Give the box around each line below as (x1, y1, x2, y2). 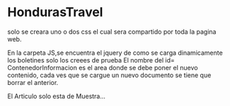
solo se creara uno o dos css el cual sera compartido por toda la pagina (7, 27, 217, 36)
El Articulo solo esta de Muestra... (7, 92, 106, 100)
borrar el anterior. (7, 78, 59, 86)
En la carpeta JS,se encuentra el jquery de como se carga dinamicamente (7, 48, 223, 57)
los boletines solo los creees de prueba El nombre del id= (7, 55, 175, 64)
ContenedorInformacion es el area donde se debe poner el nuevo (7, 63, 198, 72)
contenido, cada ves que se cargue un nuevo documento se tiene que (7, 71, 212, 79)
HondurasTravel (7, 4, 103, 20)
